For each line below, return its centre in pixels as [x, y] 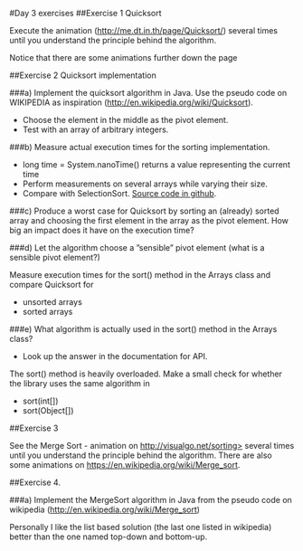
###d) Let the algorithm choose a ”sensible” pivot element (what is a [137, 247]
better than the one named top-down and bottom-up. [109, 537]
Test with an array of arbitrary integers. [95, 129]
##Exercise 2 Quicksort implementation [83, 75]
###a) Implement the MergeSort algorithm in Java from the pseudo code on [151, 500]
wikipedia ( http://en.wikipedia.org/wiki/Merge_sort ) [105, 509]
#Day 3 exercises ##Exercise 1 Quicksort [85, 13]
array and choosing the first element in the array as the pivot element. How [149, 220]
